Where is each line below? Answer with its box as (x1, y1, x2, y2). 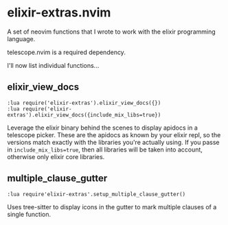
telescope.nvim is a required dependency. (7, 48, 126, 56)
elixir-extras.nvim (7, 5, 111, 21)
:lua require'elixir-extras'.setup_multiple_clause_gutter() (7, 191, 186, 198)
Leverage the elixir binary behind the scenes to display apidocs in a (7, 123, 198, 132)
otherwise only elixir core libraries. (7, 152, 105, 161)
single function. (7, 210, 52, 218)
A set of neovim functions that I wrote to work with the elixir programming (7, 27, 216, 36)
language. (7, 34, 36, 43)
